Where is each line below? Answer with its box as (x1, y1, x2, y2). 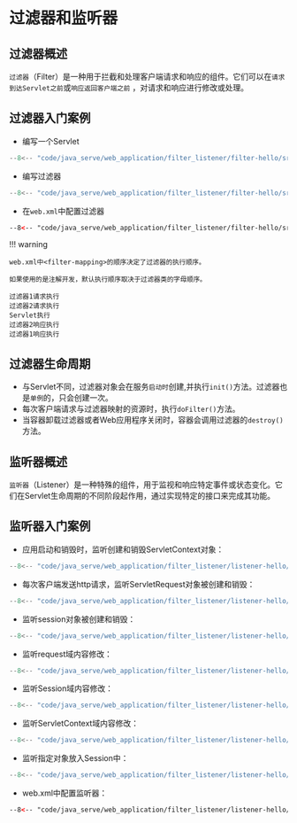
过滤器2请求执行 (9, 302, 60, 311)
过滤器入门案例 (9, 111, 91, 126)
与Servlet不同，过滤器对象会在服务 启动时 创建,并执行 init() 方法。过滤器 (21, 382, 280, 392)
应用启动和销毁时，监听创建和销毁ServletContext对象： (21, 544, 225, 555)
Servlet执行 (9, 311, 50, 320)
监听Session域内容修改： (21, 683, 113, 694)
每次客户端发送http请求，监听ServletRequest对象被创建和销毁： (21, 578, 255, 589)
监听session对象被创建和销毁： (21, 613, 136, 625)
